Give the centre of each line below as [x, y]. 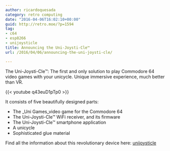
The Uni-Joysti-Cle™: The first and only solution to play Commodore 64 [80, 71]
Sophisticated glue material [41, 133]
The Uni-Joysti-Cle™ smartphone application [59, 122]
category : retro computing [34, 15]
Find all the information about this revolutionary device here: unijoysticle [81, 143]
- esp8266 [16, 39]
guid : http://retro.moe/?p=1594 [39, 24]
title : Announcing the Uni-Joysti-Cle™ [48, 48]
